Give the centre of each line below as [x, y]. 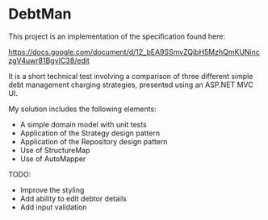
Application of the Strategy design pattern [90, 133]
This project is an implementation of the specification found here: [117, 36]
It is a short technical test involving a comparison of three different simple [131, 76]
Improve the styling [52, 189]
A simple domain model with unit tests [83, 124]
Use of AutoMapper [53, 159]
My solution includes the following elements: [82, 109]
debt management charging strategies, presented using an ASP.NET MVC [131, 85]
